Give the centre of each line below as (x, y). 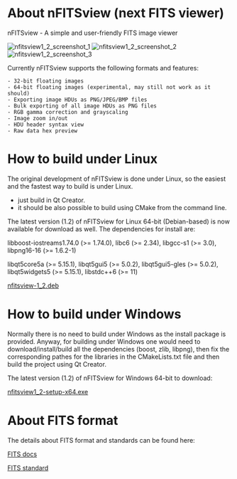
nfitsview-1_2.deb (33, 285)
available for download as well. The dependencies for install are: (101, 228)
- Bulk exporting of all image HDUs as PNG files (82, 106)
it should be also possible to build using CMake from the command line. (122, 207)
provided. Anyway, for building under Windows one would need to (104, 341)
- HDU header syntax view (45, 125)
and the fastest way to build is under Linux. (70, 186)
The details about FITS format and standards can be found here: (101, 440)
